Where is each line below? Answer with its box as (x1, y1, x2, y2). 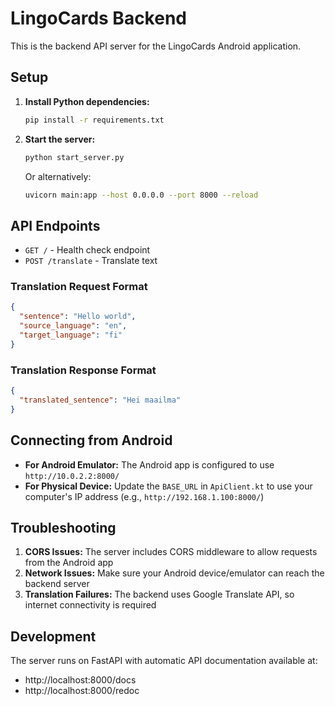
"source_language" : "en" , (19, 321, 128, 331)
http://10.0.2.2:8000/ (24, 471, 120, 481)
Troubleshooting (10, 519, 117, 536)
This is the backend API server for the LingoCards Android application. (10, 40, 302, 52)
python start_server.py (24, 152, 125, 162)
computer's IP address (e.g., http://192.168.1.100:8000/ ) (24, 490, 265, 502)
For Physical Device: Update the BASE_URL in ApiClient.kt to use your (24, 480, 313, 492)
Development (10, 628, 97, 645)
